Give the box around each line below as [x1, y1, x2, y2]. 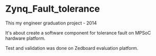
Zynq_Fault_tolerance [5, 3, 100, 15]
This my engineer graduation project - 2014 [5, 20, 97, 26]
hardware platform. [5, 35, 46, 41]
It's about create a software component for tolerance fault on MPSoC [5, 30, 151, 36]
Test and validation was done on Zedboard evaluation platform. [5, 45, 139, 51]
